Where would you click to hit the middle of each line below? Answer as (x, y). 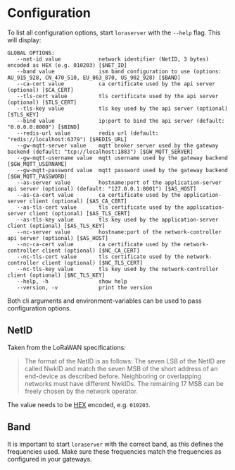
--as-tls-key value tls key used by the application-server (118, 219)
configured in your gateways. (50, 459)
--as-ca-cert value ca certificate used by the (99, 195)
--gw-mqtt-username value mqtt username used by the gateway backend (122, 158)
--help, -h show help (72, 281)
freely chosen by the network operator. (81, 391)
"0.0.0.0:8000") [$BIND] (44, 127)
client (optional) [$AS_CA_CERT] (78, 201)
